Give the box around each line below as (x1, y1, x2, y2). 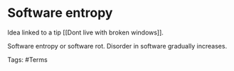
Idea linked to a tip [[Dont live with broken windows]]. (7, 28, 164, 37)
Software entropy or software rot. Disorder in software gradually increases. (7, 41, 228, 50)
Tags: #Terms (7, 55, 48, 64)
